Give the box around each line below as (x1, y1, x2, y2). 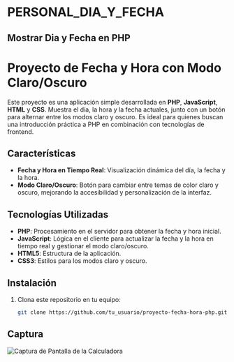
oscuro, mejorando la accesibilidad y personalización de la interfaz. (17, 188, 212, 197)
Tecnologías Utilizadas (7, 209, 109, 220)
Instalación (7, 277, 57, 289)
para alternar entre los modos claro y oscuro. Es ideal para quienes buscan (7, 112, 224, 121)
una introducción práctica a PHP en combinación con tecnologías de (7, 120, 205, 128)
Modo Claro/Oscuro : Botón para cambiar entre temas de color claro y (17, 181, 219, 189)
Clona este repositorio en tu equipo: (17, 295, 121, 303)
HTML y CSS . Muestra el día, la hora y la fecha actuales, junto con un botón (7, 105, 226, 114)
